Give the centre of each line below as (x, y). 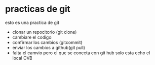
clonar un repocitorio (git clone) (44, 32)
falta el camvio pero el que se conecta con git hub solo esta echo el (81, 53)
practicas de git (38, 9)
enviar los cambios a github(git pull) (49, 47)
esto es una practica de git (32, 22)
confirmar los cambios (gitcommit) (47, 42)
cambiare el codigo (32, 37)
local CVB (22, 58)
